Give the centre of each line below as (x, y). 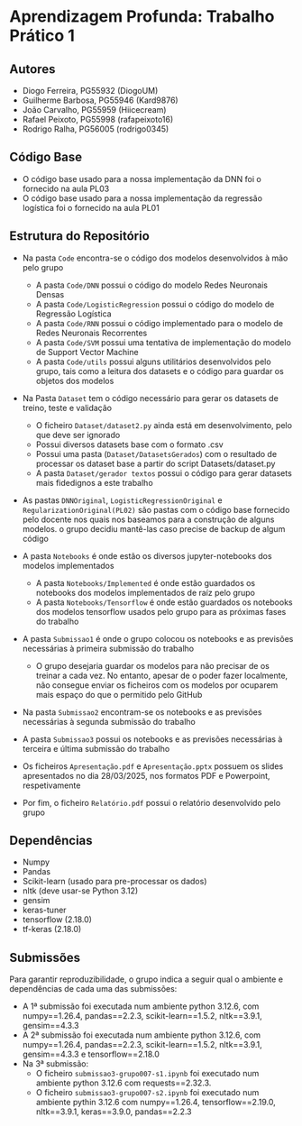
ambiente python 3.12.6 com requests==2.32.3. (124, 1083)
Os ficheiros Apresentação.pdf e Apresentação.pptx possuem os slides (153, 766)
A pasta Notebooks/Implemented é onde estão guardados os (145, 582)
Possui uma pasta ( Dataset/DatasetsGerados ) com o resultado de (156, 453)
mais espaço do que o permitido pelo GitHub (119, 694)
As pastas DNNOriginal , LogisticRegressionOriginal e (122, 500)
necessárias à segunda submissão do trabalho (109, 721)
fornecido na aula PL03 (66, 188)
